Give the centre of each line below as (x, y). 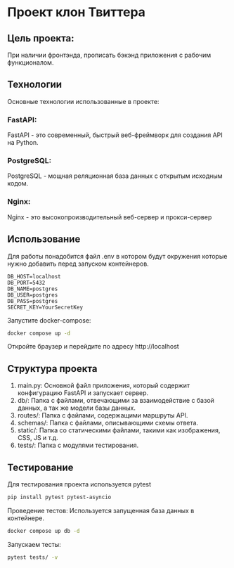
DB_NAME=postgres (33, 289)
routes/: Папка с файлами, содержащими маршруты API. (103, 415)
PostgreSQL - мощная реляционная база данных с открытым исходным (115, 176)
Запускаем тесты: (34, 544)
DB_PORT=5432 (26, 283)
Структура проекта (52, 369)
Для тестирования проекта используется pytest (79, 484)
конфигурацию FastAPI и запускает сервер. (83, 393)
